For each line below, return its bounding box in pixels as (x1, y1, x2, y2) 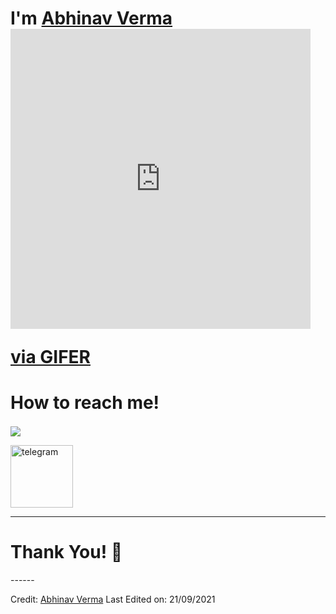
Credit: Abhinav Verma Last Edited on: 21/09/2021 (10, 593, 216, 606)
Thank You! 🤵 (10, 541, 123, 564)
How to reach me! (10, 392, 160, 414)
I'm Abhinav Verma (10, 7, 173, 30)
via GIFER (10, 346, 91, 369)
